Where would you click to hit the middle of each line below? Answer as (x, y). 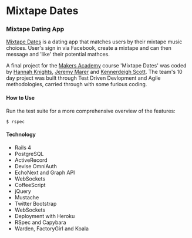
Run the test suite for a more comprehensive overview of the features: (91, 111)
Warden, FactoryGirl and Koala (52, 228)
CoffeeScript (30, 185)
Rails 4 (23, 147)
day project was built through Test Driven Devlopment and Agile (83, 78)
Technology (21, 135)
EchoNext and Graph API (45, 172)
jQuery (23, 191)
